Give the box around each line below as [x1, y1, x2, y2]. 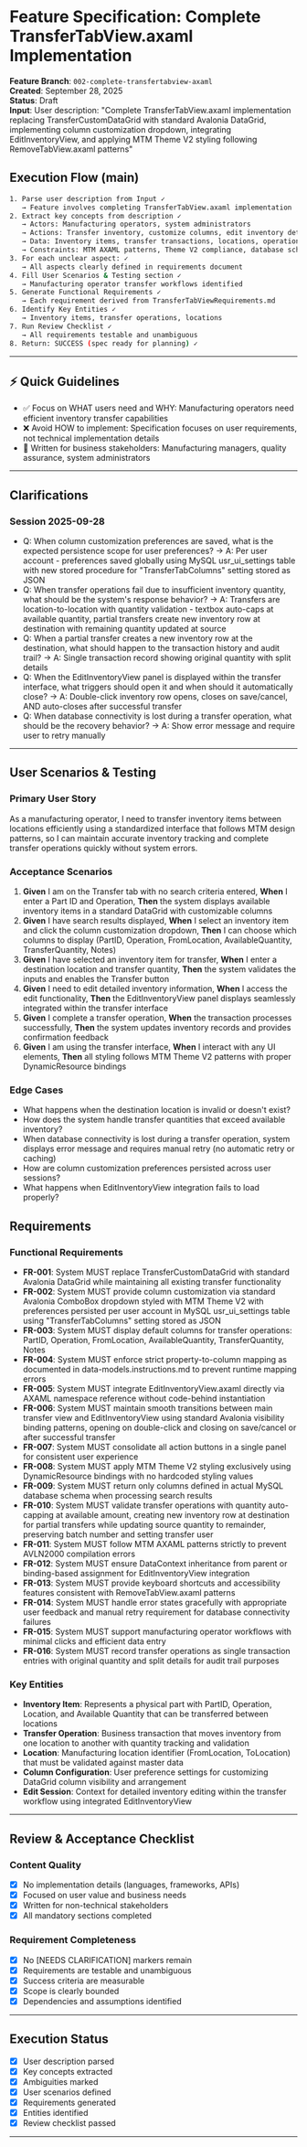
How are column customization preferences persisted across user [22, 1163, 271, 1174]
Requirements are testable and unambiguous [22, 1964, 192, 1976]
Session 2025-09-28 [9, 515, 105, 528]
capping [22, 1509, 55, 1520]
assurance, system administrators [22, 453, 151, 464]
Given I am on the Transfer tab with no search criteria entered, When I [22, 885, 288, 897]
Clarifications [9, 487, 89, 503]
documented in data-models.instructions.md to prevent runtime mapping [22, 1363, 297, 1374]
